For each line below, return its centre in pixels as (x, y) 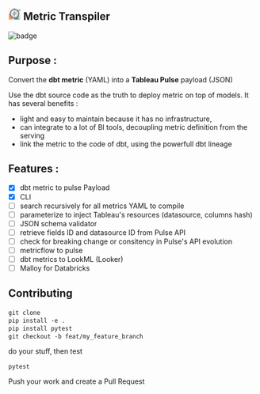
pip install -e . (37, 320)
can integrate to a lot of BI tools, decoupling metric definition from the (134, 127)
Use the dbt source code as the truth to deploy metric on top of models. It (129, 95)
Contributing (40, 294)
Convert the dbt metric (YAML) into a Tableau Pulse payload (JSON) (121, 79)
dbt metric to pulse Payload (65, 188)
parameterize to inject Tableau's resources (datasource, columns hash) (136, 214)
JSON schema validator (58, 223)
